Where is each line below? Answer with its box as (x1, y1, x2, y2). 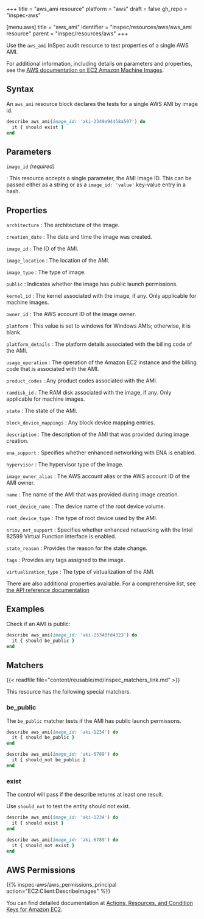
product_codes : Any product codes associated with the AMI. (6, 377, 158, 384)
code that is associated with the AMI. (6, 365, 99, 373)
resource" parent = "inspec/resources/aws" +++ (6, 30, 128, 37)
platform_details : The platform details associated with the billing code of (6, 340, 192, 348)
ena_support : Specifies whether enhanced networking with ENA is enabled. (6, 449, 196, 456)
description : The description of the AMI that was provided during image (6, 431, 189, 438)
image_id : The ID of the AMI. (6, 245, 79, 252)
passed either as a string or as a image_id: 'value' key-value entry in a (6, 181, 186, 188)
